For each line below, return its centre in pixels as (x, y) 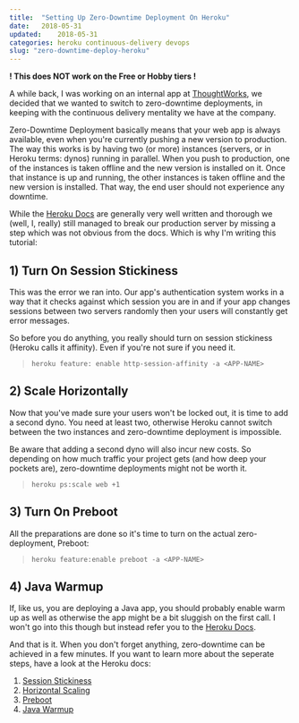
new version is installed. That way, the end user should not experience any (147, 187)
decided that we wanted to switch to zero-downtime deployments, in (136, 103)
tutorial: (23, 242)
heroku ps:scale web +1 (76, 484)
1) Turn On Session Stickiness (94, 271)
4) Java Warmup (56, 587)
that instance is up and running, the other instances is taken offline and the (147, 178)
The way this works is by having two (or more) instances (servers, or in (140, 149)
